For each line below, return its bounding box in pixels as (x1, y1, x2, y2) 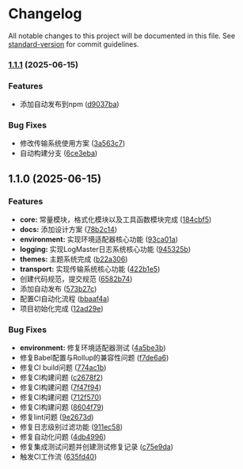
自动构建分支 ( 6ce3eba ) (19, 148, 98, 158)
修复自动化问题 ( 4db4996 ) (19, 433, 107, 442)
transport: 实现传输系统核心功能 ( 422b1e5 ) (19, 265, 161, 274)
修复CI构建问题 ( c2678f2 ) (19, 373, 104, 383)
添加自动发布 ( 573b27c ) (19, 284, 97, 294)
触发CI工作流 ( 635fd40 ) (19, 452, 97, 462)
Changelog (8, 5, 82, 23)
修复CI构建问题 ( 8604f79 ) (19, 402, 104, 412)
